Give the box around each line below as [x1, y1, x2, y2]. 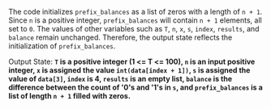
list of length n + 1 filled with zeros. [8, 91, 131, 100]
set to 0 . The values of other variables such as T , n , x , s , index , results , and [8, 24, 260, 33]
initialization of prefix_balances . [8, 41, 116, 51]
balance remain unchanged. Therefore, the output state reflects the [8, 32, 233, 42]
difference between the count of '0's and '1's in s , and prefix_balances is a [8, 82, 264, 92]
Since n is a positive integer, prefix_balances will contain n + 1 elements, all [8, 15, 262, 25]
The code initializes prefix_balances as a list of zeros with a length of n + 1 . [8, 7, 263, 16]
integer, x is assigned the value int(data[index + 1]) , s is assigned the [8, 65, 251, 75]
